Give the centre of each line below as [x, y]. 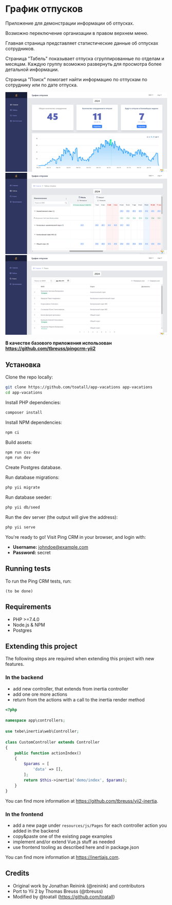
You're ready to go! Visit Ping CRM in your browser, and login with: [76, 537]
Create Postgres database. [34, 467]
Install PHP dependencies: [33, 402]
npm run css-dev [23, 452]
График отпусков [44, 9]
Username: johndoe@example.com [51, 547]
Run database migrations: [32, 477]
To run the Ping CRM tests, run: [39, 581]
